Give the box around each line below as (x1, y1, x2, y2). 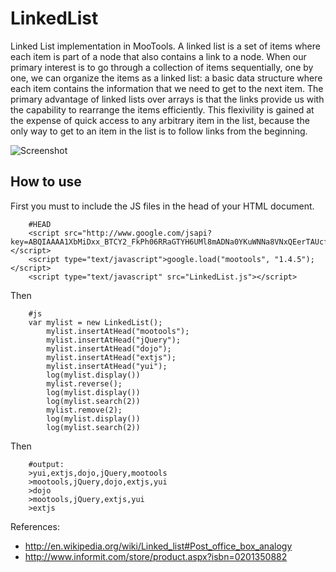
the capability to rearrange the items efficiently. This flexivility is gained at (10, 103, 315, 116)
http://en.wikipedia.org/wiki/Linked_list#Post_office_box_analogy (24, 540, 293, 552)
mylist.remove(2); (46, 405, 123, 415)
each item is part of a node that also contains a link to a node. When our (10, 50, 307, 62)
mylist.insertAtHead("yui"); (46, 361, 168, 371)
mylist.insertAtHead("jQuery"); (46, 335, 182, 345)
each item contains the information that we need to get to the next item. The (10, 82, 324, 94)
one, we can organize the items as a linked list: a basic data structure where (10, 72, 323, 84)
